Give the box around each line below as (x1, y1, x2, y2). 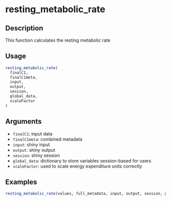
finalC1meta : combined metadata (12, 136, 82, 142)
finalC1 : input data (12, 130, 52, 137)
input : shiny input (12, 141, 50, 148)
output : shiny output (12, 147, 55, 153)
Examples (5, 178, 37, 186)
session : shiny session (12, 152, 60, 158)
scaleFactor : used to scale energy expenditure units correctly (12, 163, 142, 169)
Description (5, 24, 43, 32)
